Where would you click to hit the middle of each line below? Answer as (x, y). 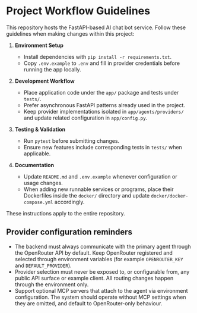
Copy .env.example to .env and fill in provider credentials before (101, 63)
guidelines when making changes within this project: (70, 33)
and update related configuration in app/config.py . (85, 118)
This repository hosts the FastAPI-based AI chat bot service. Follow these (96, 27)
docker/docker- (170, 196)
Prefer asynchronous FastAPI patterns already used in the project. (104, 105)
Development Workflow (45, 81)
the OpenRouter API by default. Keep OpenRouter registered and (94, 253)
